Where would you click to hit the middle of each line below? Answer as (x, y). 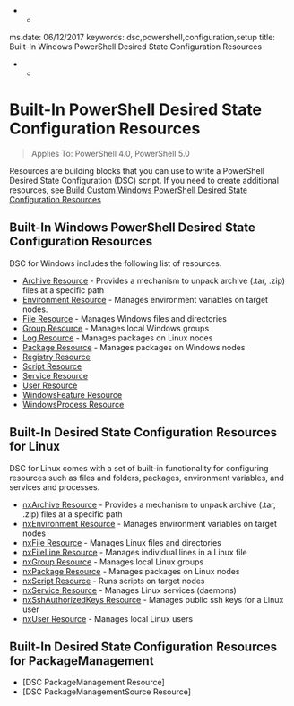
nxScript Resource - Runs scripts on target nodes (113, 581)
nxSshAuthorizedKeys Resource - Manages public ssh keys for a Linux (153, 599)
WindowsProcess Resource (73, 404)
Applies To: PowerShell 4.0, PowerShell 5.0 (110, 153)
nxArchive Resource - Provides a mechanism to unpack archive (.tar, (149, 504)
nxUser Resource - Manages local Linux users (108, 618)
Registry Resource (56, 357)
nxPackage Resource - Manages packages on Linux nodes (131, 571)
